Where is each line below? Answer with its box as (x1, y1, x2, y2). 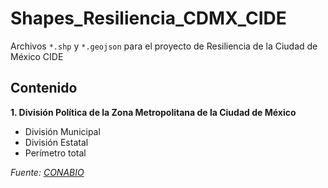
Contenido (10, 80, 78, 97)
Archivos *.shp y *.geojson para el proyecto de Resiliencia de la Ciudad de (10, 40, 318, 52)
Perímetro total (24, 147, 87, 159)
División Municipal (24, 125, 101, 137)
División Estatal (24, 136, 89, 148)
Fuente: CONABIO (10, 166, 85, 178)
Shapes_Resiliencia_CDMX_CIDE (10, 7, 287, 30)
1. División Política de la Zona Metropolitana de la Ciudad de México (10, 106, 297, 118)
